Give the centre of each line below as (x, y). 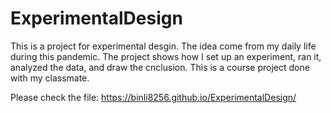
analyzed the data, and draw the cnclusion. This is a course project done (160, 67)
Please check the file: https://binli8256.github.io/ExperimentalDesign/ (153, 97)
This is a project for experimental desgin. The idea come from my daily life (163, 46)
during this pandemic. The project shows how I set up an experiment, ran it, (166, 56)
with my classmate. (50, 78)
